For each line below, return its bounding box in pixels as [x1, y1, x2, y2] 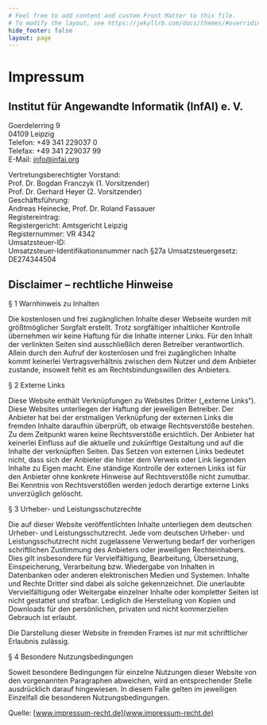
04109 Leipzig [8, 129, 55, 139]
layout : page [8, 33, 52, 42]
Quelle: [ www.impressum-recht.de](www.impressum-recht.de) [8, 708, 214, 718]
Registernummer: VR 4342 [8, 229, 95, 239]
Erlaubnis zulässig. [8, 637, 70, 646]
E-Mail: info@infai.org [8, 154, 79, 164]
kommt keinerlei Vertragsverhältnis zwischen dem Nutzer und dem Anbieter [8, 357, 257, 366]
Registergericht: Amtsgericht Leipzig [8, 220, 128, 231]
